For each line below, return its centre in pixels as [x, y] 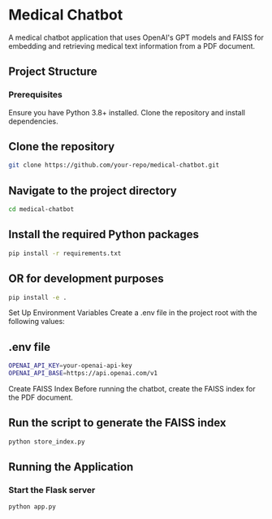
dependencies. [33, 121]
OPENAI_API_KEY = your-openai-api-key [70, 366]
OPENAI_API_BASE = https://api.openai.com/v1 [83, 374]
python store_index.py [47, 441]
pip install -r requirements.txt [65, 253]
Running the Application [71, 467]
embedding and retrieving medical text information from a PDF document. [132, 45]
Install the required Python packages [104, 234]
